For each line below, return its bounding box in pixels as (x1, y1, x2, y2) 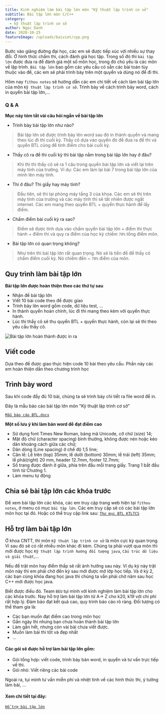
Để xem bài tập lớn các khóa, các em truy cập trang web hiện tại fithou (5, 500, 151, 506)
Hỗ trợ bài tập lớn (5, 704, 45, 709)
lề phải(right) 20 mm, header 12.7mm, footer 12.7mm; (12, 457, 120, 463)
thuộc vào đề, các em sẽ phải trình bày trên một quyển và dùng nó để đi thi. (5, 69, 159, 75)
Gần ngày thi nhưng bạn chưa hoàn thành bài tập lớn (12, 619, 119, 625)
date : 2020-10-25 (5, 30, 41, 35)
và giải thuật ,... (5, 553, 39, 560)
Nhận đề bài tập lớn (12, 292, 53, 298)
